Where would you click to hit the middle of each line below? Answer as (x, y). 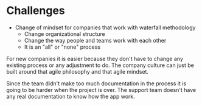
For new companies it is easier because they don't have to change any (95, 58)
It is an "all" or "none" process (62, 47)
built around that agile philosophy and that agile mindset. (78, 71)
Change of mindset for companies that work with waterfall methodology (105, 27)
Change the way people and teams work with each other (95, 40)
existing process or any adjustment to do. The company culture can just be (100, 65)
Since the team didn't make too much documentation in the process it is (96, 83)
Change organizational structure (64, 34)
